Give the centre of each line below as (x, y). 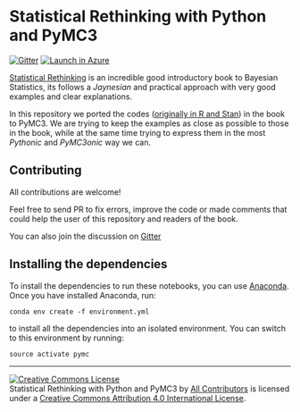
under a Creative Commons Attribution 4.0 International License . (128, 398)
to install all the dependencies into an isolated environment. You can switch (147, 328)
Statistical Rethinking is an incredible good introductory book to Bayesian (144, 77)
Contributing (46, 170)
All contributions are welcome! (65, 192)
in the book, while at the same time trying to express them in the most (137, 132)
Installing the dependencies (88, 264)
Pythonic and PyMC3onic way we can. (80, 142)
